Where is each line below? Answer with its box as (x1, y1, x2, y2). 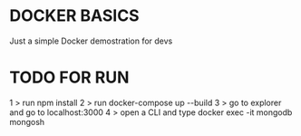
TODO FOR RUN (9, 67, 130, 88)
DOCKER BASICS (9, 5, 140, 26)
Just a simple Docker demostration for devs (9, 35, 173, 46)
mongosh (9, 116, 45, 127)
